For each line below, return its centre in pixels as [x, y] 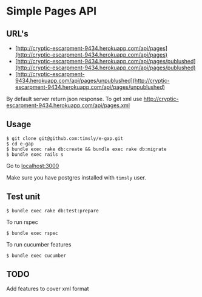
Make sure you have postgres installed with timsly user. [76, 177]
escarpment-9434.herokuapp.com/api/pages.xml [68, 105]
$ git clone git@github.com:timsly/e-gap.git [65, 138]
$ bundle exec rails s [35, 154]
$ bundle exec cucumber [36, 256]
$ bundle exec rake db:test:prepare [52, 211]
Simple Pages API [52, 11]
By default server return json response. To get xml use [74, 99]
